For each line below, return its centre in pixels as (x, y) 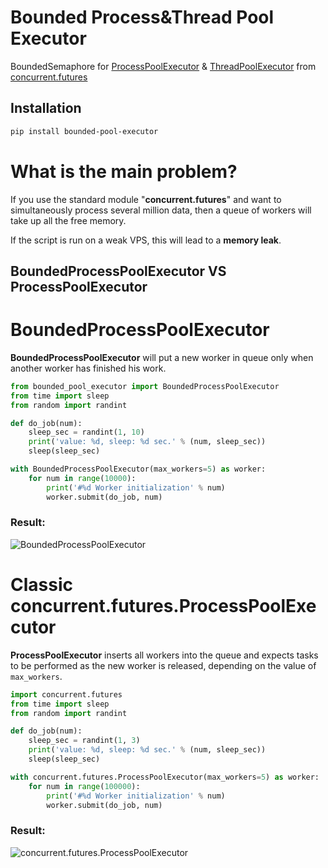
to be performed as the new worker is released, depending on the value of (163, 665)
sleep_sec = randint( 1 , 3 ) (84, 741)
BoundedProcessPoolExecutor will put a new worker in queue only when (162, 357)
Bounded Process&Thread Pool (142, 17)
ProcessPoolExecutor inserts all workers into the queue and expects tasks (164, 655)
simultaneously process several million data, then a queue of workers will (161, 210)
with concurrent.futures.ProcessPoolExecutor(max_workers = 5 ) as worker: (165, 777)
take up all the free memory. (68, 220)
